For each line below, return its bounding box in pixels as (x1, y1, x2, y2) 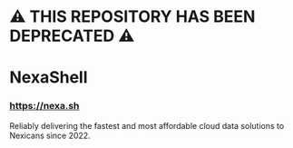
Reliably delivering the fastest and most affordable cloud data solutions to (9, 120, 285, 131)
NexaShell (9, 67, 88, 88)
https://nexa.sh (9, 100, 80, 113)
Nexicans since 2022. (9, 130, 91, 141)
